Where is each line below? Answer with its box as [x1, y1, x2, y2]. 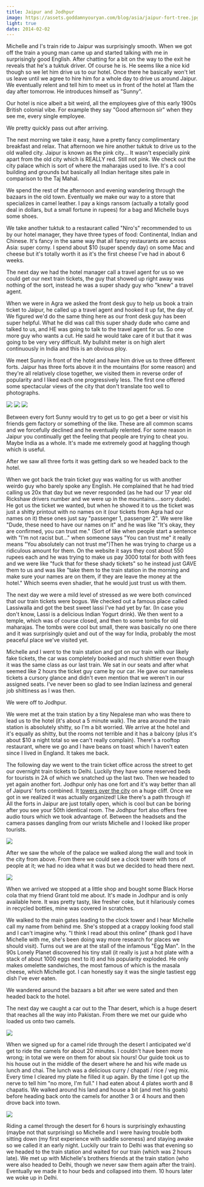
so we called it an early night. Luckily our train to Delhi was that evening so [6, 1142, 193, 1149]
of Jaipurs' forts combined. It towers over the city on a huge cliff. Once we [6, 787, 192, 794]
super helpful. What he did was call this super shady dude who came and [6, 319, 190, 326]
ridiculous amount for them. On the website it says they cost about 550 [6, 547, 184, 555]
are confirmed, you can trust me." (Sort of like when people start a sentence [6, 528, 197, 535]
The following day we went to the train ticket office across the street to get [6, 762, 193, 769]
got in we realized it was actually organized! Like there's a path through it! [6, 794, 191, 801]
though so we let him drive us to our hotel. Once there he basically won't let [6, 68, 195, 76]
